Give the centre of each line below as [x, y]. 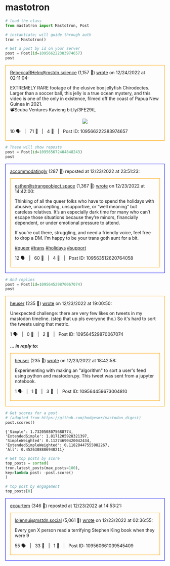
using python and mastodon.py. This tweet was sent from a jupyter [84, 376]
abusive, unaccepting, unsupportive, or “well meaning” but [76, 206]
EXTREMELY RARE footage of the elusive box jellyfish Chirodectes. [80, 88]
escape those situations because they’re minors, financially [76, 217]
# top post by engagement [32, 487]
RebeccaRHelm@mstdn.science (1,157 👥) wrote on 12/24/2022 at [78, 73]
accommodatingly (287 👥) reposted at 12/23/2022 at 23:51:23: [75, 171]
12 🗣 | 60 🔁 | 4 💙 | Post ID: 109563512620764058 [74, 258]
